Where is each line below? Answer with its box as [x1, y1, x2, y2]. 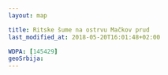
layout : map [8, 11, 47, 20]
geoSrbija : [8, 54, 44, 63]
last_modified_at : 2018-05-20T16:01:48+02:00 [8, 33, 160, 41]
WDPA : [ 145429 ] [8, 47, 58, 55]
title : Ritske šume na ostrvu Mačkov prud [8, 25, 150, 34]
